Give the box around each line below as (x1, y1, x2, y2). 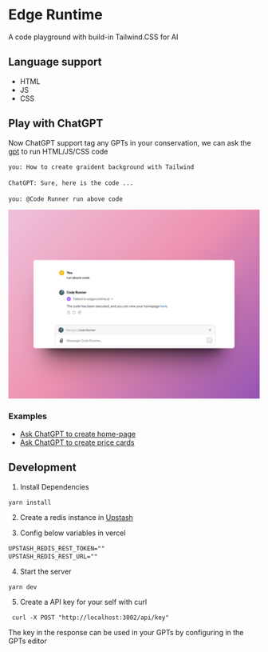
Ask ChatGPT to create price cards (19, 438, 135, 447)
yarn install (8, 498, 52, 506)
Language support (8, 55, 102, 69)
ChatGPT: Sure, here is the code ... (8, 178, 134, 187)
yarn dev (8, 582, 37, 591)
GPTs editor (8, 636, 47, 646)
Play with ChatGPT (8, 117, 104, 130)
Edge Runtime (8, 6, 103, 24)
